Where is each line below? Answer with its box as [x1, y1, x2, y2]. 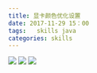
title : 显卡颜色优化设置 [8, 11, 81, 20]
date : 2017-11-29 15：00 [8, 19, 90, 27]
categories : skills [8, 34, 73, 43]
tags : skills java [8, 26, 77, 34]
